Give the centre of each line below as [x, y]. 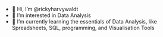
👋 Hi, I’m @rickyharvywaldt [45, 9]
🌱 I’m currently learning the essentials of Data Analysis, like [84, 21]
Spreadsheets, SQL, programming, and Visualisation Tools [83, 28]
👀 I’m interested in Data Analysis [51, 15]
